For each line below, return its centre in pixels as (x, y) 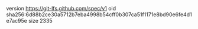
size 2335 (40, 21)
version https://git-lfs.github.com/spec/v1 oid (61, 8)
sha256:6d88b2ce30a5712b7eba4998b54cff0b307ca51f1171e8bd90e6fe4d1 (99, 14)
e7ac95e (17, 21)
